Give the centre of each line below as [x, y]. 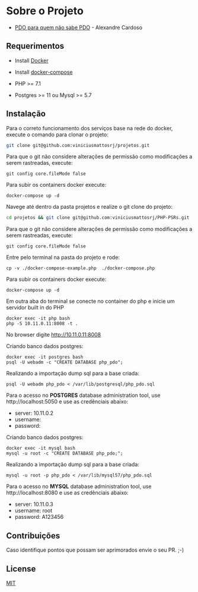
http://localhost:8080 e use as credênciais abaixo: [67, 493]
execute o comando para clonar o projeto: [57, 134]
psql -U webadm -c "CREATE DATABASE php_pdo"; [65, 362]
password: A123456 [39, 517]
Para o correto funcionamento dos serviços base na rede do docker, [90, 128]
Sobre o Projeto [45, 11]
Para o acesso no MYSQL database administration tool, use [79, 487]
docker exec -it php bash [38, 319]
